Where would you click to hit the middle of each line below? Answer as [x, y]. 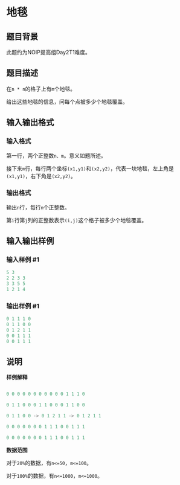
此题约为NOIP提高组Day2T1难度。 [48, 52]
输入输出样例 [30, 241]
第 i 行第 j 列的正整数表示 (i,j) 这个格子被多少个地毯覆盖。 [77, 220]
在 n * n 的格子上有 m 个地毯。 [41, 89]
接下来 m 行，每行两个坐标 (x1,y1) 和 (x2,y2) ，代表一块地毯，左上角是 [90, 168]
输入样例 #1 [23, 260]
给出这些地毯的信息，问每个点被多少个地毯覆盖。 [67, 101]
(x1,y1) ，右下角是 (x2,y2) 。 [41, 176]
